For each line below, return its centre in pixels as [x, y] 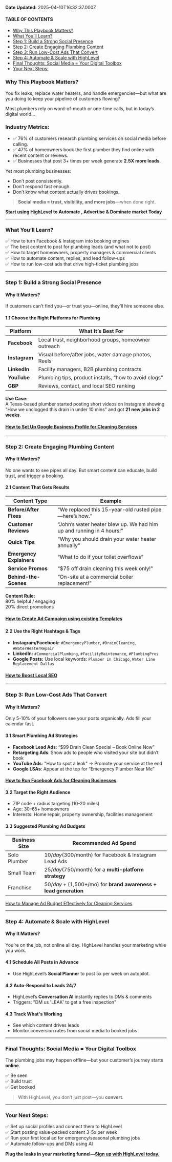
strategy [55, 876]
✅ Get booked [20, 1087]
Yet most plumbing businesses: [38, 171]
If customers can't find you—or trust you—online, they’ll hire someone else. [85, 306]
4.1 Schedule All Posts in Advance [42, 962]
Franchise [20, 887]
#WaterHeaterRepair [34, 649]
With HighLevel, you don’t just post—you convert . [71, 1097]
